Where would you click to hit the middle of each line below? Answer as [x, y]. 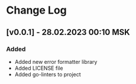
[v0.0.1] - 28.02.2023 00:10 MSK [68, 32]
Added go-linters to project [48, 74]
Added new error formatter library [56, 62]
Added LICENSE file [39, 68]
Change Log [36, 10]
